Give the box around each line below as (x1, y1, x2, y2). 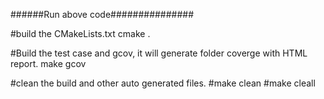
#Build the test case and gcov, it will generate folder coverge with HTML (10, 47, 308, 59)
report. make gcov (10, 58, 87, 69)
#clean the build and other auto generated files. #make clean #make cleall (10, 77, 316, 89)
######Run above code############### (10, 9, 195, 20)
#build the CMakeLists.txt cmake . (10, 28, 151, 39)
